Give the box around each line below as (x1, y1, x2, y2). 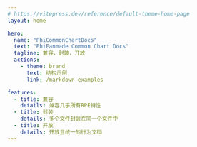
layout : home (7, 17, 46, 24)
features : (7, 89, 37, 96)
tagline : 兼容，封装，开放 (14, 50, 86, 57)
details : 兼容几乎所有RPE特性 (20, 102, 101, 109)
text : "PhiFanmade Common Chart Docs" (14, 43, 130, 50)
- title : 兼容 (14, 95, 54, 103)
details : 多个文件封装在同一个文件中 (20, 115, 118, 123)
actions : (14, 56, 40, 64)
